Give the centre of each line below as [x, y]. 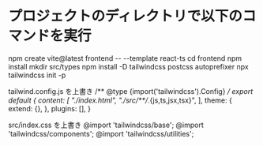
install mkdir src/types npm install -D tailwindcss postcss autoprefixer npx [128, 66]
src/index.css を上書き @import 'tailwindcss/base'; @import [106, 125]
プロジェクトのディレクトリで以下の [126, 16]
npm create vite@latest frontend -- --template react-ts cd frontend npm [125, 58]
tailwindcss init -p [37, 75]
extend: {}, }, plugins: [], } [50, 108]
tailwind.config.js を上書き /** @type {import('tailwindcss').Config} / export [131, 91]
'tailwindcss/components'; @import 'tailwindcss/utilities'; [101, 133]
